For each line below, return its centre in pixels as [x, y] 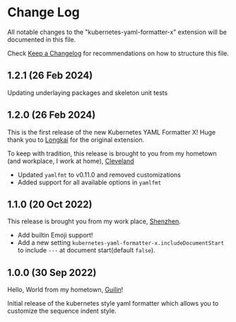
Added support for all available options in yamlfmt [89, 182]
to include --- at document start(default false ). [86, 250]
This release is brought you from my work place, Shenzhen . [94, 221]
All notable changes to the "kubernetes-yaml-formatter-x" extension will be [117, 32]
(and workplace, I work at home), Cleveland [71, 161]
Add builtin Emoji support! [55, 235]
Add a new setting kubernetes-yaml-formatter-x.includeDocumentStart [121, 243]
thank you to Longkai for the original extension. [76, 140]
